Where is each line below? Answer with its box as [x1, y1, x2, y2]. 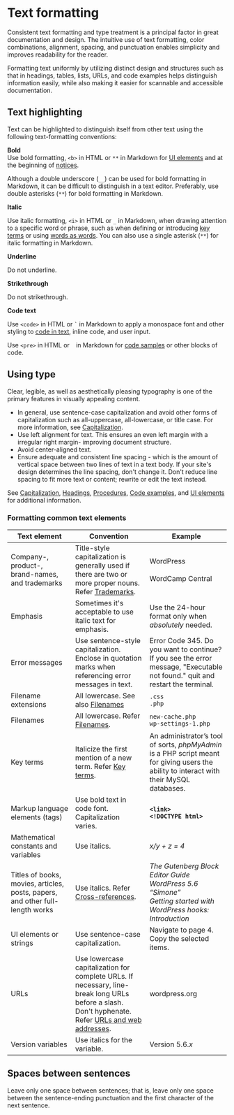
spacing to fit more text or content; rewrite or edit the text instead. [17, 475, 208, 483]
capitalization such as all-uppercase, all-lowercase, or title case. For [17, 415, 214, 424]
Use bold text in [75, 795, 127, 805]
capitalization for [75, 963, 130, 972]
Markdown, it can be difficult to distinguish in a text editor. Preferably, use [7, 182, 219, 190]
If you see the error [149, 653, 212, 663]
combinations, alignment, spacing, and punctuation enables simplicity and [7, 43, 220, 51]
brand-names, [10, 569, 58, 579]
